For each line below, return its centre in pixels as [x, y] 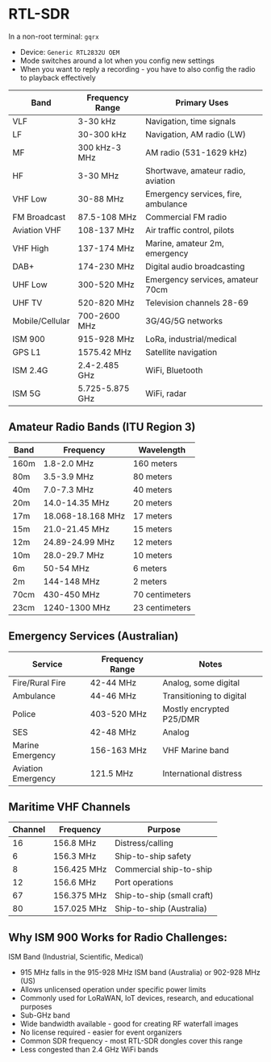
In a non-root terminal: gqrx [54, 36]
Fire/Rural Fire [39, 682]
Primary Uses [202, 102]
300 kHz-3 [100, 148]
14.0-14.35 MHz [77, 502]
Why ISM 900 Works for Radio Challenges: [118, 937]
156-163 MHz [119, 750]
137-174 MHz [106, 248]
